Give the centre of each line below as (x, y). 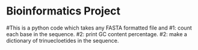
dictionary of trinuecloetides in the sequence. (63, 40)
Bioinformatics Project (63, 11)
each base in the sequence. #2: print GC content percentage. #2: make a (97, 34)
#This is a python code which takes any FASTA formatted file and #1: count (99, 28)
